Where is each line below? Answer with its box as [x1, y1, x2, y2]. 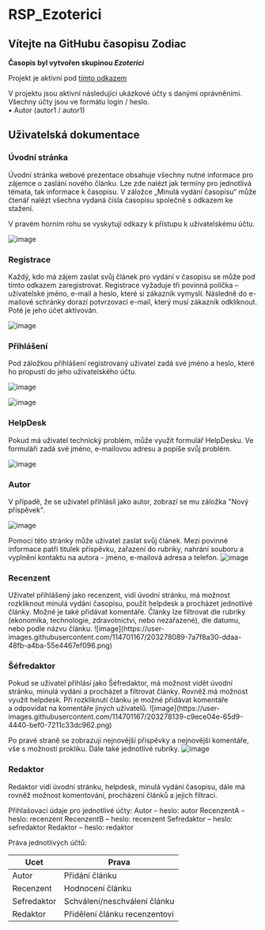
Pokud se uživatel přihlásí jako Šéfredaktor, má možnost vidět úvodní [8, 679, 233, 688]
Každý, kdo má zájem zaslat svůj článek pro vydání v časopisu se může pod [8, 271, 256, 282]
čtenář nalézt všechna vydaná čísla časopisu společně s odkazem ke [8, 195, 233, 205]
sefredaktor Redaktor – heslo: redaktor [8, 822, 134, 832]
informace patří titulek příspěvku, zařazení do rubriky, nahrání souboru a [8, 544, 244, 554]
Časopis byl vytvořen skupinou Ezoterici [8, 58, 145, 67]
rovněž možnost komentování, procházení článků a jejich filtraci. [8, 790, 218, 800]
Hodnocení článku [63, 883, 132, 894]
